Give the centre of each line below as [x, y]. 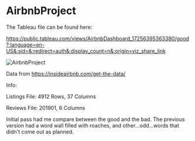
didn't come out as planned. [40, 132]
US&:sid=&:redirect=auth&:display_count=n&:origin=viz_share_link [86, 51]
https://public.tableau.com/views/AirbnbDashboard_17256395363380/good [98, 38]
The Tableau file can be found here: [49, 27]
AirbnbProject [41, 11]
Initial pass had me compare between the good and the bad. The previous [95, 119]
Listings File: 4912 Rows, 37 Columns [51, 96]
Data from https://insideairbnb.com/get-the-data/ [66, 73]
